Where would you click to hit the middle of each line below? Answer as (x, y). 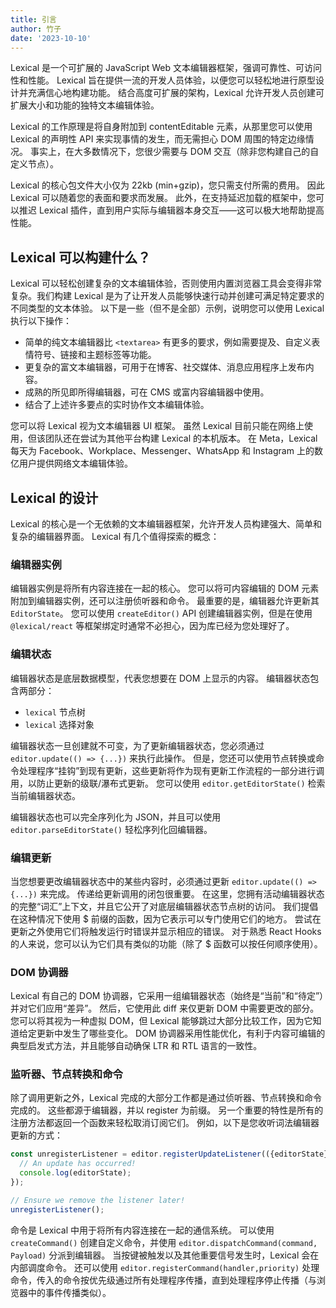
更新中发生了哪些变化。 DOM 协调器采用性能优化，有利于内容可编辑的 (181, 1033)
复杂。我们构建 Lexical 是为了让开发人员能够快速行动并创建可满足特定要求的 (167, 296)
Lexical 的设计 (54, 497)
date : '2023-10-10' (51, 38)
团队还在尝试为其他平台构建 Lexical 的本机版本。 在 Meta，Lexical (181, 438)
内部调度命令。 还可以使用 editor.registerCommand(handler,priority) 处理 (165, 1267)
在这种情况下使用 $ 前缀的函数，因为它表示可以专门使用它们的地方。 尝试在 (166, 918)
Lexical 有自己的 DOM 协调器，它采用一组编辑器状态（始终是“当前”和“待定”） (167, 996)
